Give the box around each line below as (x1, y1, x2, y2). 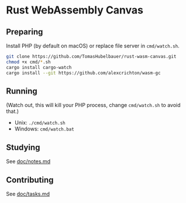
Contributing (6, 175, 54, 185)
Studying (6, 142, 40, 152)
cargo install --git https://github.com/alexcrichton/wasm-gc (6, 70, 161, 76)
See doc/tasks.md (6, 190, 50, 197)
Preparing (6, 27, 43, 37)
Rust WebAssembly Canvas (6, 4, 144, 17)
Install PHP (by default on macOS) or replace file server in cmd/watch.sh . (6, 42, 180, 49)
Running (6, 86, 38, 96)
